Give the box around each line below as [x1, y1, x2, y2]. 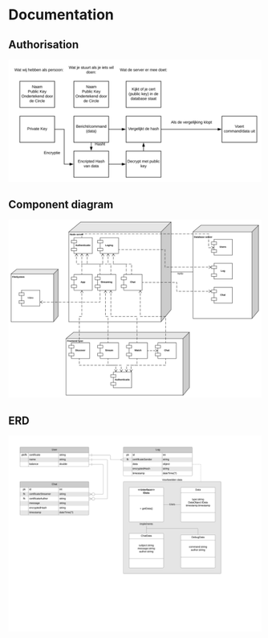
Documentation [8, 6, 115, 24]
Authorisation [8, 38, 79, 51]
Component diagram [8, 197, 114, 211]
